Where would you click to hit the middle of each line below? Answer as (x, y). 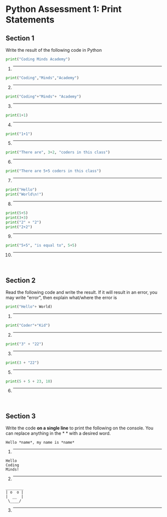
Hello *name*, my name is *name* (40, 443)
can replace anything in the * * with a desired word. (58, 433)
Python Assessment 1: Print (64, 9)
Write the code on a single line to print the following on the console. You (80, 428)
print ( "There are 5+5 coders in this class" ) (53, 171)
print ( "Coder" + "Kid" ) (28, 325)
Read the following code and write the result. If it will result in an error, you (82, 292)
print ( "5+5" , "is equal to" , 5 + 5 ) (41, 246)
